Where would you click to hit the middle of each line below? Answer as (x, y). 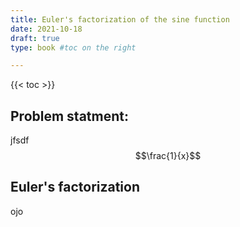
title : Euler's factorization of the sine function (120, 19)
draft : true (35, 38)
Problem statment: (69, 116)
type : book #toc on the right (73, 47)
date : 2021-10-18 (46, 29)
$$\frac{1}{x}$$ (168, 156)
